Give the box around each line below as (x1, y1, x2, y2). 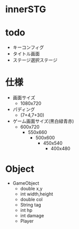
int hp (20, 207, 33, 213)
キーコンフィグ (12, 44, 44, 50)
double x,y (20, 186, 43, 191)
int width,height (20, 191, 54, 197)
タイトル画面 (12, 51, 40, 57)
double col (20, 196, 43, 202)
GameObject (12, 180, 39, 186)
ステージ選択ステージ (12, 57, 58, 63)
